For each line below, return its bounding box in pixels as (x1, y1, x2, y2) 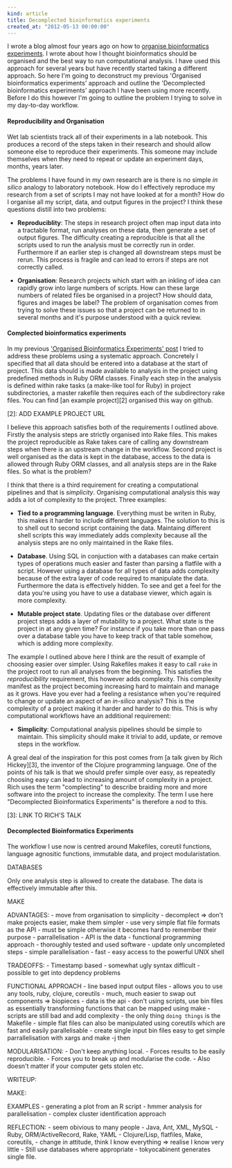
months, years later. (7, 162, 64, 170)
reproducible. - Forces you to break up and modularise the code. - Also (7, 1054, 211, 1062)
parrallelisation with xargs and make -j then (7, 1033, 131, 1042)
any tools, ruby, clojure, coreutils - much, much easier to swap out (7, 989, 196, 997)
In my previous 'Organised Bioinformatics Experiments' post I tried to (7, 344, 204, 353)
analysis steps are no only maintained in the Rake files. (17, 538, 174, 547)
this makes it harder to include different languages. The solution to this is (17, 516, 225, 524)
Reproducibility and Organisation (7, 117, 105, 125)
